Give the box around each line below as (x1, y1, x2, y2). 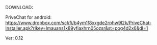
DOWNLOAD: (5, 5, 33, 10)
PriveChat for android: (5, 14, 52, 20)
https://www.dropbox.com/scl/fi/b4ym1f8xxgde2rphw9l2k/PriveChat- (5, 20, 152, 26)
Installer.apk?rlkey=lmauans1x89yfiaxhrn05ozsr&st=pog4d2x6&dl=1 (5, 25, 148, 31)
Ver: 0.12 (5, 35, 23, 41)
